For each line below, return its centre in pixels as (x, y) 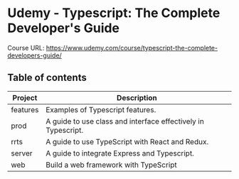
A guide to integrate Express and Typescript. (120, 153)
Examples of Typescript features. (101, 109)
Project (25, 97)
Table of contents (47, 78)
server (22, 153)
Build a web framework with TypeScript (112, 165)
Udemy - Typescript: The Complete (114, 13)
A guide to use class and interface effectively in (125, 121)
